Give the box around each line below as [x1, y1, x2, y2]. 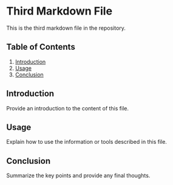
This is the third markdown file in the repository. [6, 24, 126, 32]
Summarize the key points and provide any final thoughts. [6, 172, 151, 180]
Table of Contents [6, 42, 76, 52]
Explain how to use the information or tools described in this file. [6, 138, 167, 146]
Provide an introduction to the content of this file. [6, 104, 129, 112]
